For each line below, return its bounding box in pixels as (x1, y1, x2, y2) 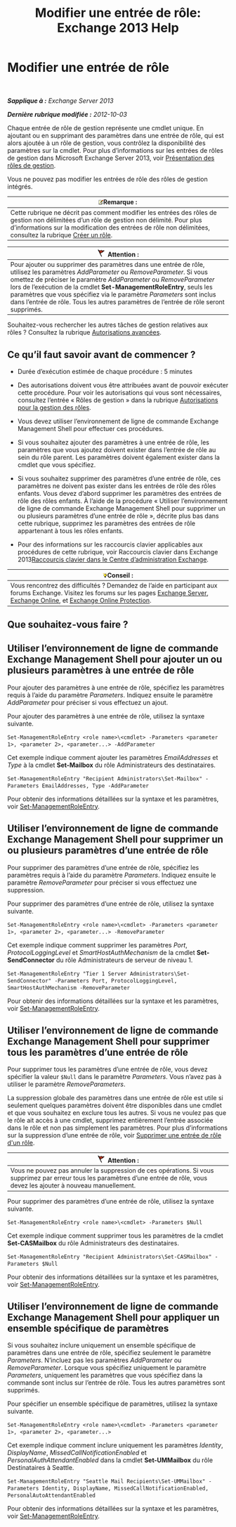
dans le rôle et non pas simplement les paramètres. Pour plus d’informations (7, 1123, 228, 1132)
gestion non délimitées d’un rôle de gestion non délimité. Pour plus (10, 216, 202, 224)
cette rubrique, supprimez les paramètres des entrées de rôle (17, 519, 196, 528)
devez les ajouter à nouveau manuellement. (10, 1181, 136, 1190)
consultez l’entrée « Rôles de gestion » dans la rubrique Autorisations (17, 396, 218, 404)
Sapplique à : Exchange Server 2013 (7, 96, 114, 105)
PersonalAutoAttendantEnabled (7, 1492, 96, 1500)
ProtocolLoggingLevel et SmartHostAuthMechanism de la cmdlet (7, 948, 195, 956)
